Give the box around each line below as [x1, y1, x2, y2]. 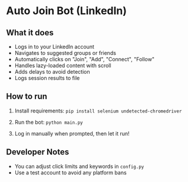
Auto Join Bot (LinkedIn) [6, 4, 127, 18]
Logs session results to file [14, 75, 80, 81]
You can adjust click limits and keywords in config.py [14, 163, 144, 170]
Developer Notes [6, 147, 70, 157]
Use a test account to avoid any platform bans [14, 169, 127, 176]
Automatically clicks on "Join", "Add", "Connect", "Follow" [14, 56, 155, 62]
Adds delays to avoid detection [14, 68, 90, 75]
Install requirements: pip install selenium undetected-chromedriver [14, 107, 182, 114]
